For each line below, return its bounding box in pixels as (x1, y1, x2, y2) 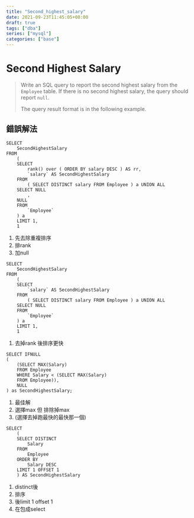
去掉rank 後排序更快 (14, 339, 64, 347)
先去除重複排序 (14, 234, 51, 241)
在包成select (14, 505, 46, 513)
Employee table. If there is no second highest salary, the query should (20, 87, 189, 95)
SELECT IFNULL (6, 351, 41, 357)
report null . (20, 94, 50, 101)
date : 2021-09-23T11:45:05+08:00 (6, 14, 89, 20)
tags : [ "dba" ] (6, 25, 41, 31)
